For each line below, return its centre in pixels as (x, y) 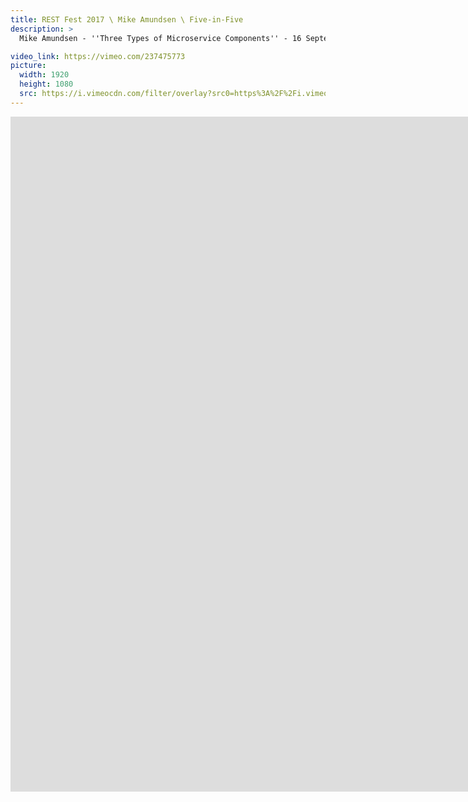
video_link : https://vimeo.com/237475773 (98, 56)
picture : (28, 66)
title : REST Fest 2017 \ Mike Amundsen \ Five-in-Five (127, 19)
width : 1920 (44, 75)
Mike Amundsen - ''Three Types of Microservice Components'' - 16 (160, 38)
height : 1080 (46, 84)
